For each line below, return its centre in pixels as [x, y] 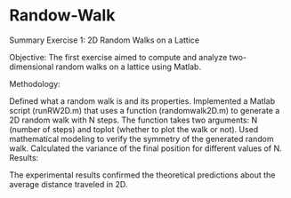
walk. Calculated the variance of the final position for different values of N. [145, 148]
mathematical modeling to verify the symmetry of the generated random [141, 139]
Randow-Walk [62, 16]
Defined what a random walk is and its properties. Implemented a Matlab [142, 101]
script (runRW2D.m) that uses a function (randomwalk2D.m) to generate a [145, 110]
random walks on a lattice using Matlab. [129, 67]
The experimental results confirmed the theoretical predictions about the [142, 175]
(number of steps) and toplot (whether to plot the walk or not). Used [134, 129]
